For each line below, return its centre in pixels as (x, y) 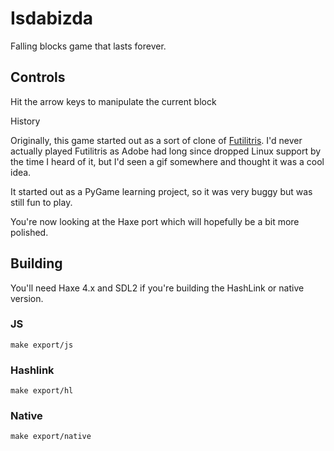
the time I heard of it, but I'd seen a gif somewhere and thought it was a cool (167, 161)
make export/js (42, 345)
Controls (38, 77)
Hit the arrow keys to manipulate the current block (113, 101)
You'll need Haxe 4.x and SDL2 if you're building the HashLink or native (157, 288)
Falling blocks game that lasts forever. (88, 46)
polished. (29, 232)
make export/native (51, 437)
